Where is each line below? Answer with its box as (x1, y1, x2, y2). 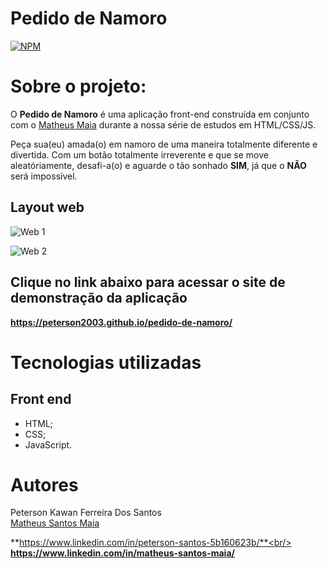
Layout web (10, 199, 85, 216)
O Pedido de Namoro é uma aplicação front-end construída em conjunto (10, 108, 310, 120)
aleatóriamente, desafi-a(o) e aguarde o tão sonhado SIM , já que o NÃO (10, 159, 307, 171)
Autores (10, 473, 79, 496)
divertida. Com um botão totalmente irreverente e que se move (10, 148, 269, 161)
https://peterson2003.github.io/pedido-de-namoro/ (10, 316, 233, 328)
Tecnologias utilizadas (10, 351, 202, 374)
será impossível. (10, 170, 78, 182)
